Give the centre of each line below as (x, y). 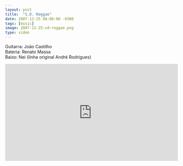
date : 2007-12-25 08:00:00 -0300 (39, 19)
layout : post (18, 10)
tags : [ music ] (20, 23)
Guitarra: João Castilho (29, 47)
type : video (17, 33)
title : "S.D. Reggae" (28, 14)
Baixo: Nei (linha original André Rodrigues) (48, 57)
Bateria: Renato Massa (28, 52)
